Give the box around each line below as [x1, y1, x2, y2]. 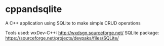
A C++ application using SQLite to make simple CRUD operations [5, 20, 141, 26]
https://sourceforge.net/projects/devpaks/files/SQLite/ [5, 35, 119, 41]
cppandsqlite [5, 3, 62, 15]
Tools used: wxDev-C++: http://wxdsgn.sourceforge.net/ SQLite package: [5, 29, 159, 35]
